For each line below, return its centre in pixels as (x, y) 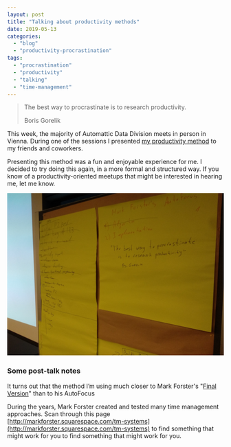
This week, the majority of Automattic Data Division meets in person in (107, 134)
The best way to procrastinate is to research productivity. (105, 107)
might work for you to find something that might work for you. (95, 435)
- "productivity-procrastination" (63, 51)
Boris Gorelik (42, 121)
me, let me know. (31, 184)
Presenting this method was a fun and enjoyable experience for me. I (105, 162)
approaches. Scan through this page (59, 414)
